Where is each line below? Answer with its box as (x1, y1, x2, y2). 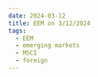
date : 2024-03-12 (8, 11, 66, 20)
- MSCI (15, 49, 37, 57)
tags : (8, 26, 26, 34)
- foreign (15, 57, 48, 65)
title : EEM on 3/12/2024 (8, 19, 91, 27)
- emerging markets (15, 42, 80, 50)
